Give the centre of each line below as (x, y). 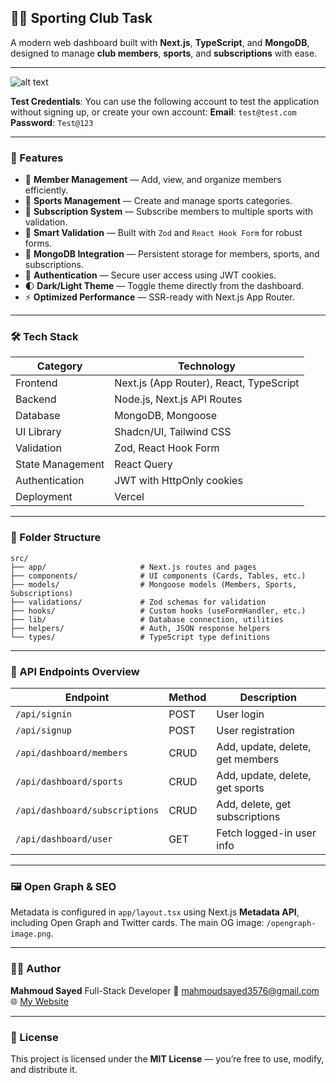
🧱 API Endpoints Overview (75, 671)
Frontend (36, 383)
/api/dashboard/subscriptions (87, 810)
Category (59, 366)
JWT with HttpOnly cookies (178, 481)
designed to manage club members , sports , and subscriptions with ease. (164, 53)
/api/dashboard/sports (69, 781)
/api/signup (44, 730)
